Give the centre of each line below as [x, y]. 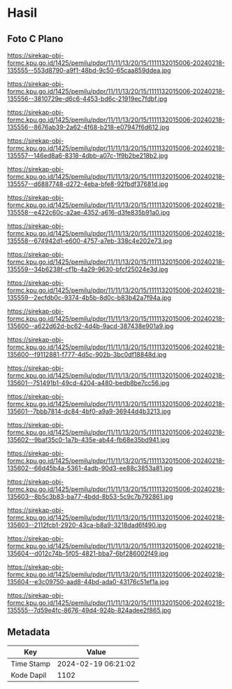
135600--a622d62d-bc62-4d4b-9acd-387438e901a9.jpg [90, 326]
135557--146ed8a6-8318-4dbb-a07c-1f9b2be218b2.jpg [88, 156]
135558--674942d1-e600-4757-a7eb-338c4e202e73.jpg [90, 241]
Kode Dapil [29, 675]
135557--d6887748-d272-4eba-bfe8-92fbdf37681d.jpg [88, 184]
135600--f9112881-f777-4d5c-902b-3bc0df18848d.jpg [87, 354]
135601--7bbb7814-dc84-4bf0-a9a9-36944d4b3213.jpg [89, 411]
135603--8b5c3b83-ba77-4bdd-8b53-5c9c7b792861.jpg [90, 497]
